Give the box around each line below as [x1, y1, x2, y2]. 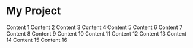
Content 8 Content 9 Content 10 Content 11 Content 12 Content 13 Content [6, 30, 187, 37]
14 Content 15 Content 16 [6, 36, 67, 43]
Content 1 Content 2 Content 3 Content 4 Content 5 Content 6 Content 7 [6, 24, 183, 31]
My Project [6, 4, 61, 18]
